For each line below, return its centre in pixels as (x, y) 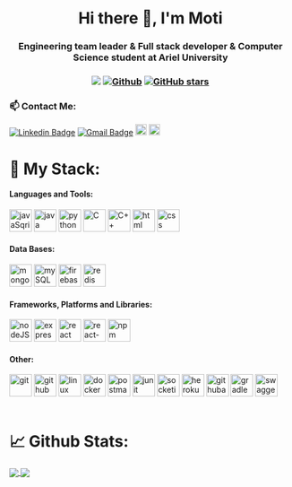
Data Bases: (32, 249)
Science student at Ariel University (150, 57)
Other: (21, 359)
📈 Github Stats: (69, 441)
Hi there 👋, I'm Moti (150, 18)
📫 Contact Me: (43, 106)
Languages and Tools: (52, 194)
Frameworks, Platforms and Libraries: (81, 304)
